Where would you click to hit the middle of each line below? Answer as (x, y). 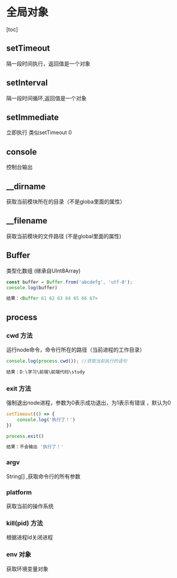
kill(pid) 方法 (25, 523)
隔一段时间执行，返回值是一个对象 (48, 63)
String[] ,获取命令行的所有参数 (43, 476)
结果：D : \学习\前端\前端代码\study (46, 372)
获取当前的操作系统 (30, 506)
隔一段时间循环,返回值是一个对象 (46, 98)
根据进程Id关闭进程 (30, 537)
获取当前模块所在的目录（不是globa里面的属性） (66, 201)
